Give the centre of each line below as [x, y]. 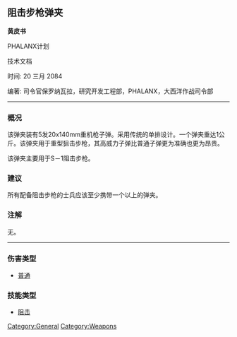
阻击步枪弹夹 [35, 13]
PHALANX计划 [28, 46]
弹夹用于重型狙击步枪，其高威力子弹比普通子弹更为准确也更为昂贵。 [124, 143]
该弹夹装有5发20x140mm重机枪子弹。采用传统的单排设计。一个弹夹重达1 [113, 135]
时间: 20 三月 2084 [35, 76]
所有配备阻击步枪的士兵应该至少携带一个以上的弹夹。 [85, 195]
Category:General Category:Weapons [62, 326]
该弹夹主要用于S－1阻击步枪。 [51, 158]
